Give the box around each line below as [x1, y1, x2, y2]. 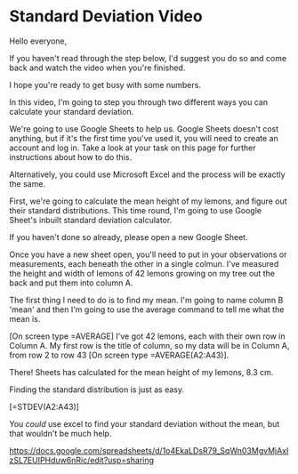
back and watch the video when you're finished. [9, 62, 186, 73]
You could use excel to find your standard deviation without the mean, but [9, 418, 280, 429]
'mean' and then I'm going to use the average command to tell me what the [9, 304, 285, 315]
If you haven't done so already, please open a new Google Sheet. [9, 231, 248, 242]
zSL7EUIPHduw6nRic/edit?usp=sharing [9, 454, 154, 465]
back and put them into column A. [9, 277, 133, 288]
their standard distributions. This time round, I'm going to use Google [9, 205, 262, 215]
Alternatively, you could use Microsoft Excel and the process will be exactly [9, 169, 286, 180]
